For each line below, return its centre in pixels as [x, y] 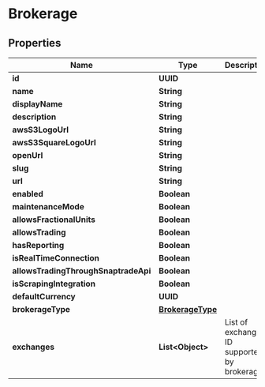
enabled [28, 194]
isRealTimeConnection [56, 258]
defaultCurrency [44, 297]
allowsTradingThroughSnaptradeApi [82, 271]
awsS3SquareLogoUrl [54, 143]
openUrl [28, 155]
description [34, 117]
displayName [37, 104]
